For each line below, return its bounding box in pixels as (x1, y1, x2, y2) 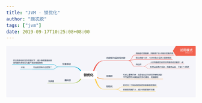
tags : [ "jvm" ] (6, 22, 42, 28)
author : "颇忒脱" (6, 16, 47, 22)
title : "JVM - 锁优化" (6, 10, 61, 16)
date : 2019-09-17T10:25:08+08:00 (6, 29, 90, 35)
